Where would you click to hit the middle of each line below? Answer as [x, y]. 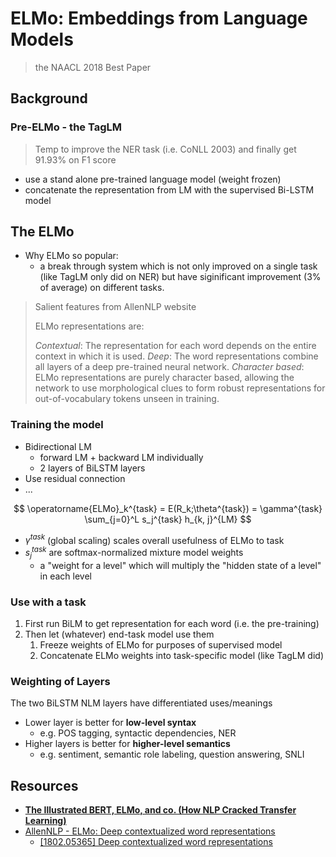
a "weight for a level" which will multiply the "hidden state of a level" [180, 565]
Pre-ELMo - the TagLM [66, 127]
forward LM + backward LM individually [121, 457]
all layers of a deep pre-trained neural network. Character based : [169, 367]
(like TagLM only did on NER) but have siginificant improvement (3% [180, 277]
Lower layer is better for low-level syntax [110, 723]
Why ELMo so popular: [71, 256]
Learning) [45, 821]
